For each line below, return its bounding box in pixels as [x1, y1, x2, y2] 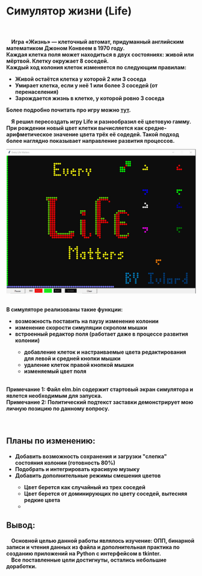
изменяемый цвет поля [23, 368, 87, 375]
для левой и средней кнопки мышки [23, 354, 121, 362]
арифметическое [6, 131, 52, 138]
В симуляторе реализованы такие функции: [6, 305, 123, 313]
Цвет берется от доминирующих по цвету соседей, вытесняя [23, 490, 188, 497]
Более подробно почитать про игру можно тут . [6, 106, 131, 113]
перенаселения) [14, 88, 59, 95]
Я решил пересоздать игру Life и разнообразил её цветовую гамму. [11, 117, 191, 125]
